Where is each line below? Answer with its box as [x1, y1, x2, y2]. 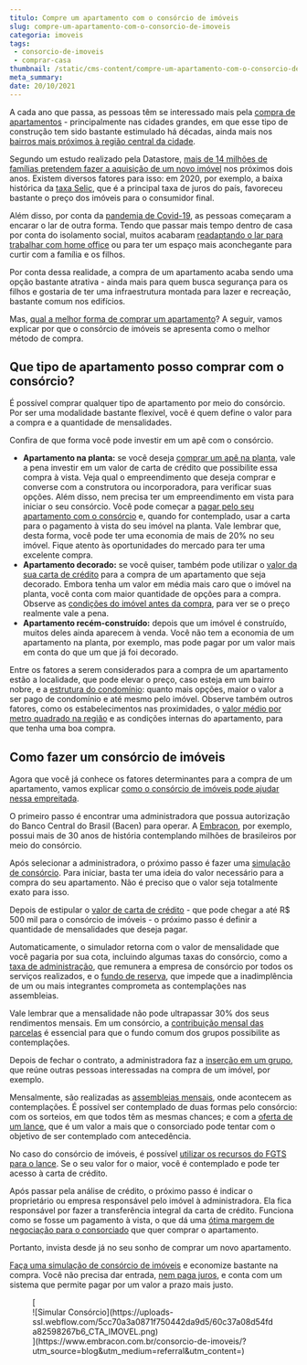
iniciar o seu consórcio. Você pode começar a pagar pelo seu [22, 501, 255, 512]
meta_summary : [9, 73, 64, 82]
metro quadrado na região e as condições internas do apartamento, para [9, 713, 283, 724]
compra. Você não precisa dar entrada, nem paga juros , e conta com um [9, 1270, 283, 1281]
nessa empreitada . [9, 793, 79, 805]
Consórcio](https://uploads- [68, 1306, 174, 1317]
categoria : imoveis [9, 30, 84, 39]
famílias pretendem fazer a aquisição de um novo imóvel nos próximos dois [9, 163, 293, 174]
